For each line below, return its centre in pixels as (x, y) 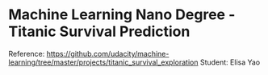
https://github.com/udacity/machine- (108, 53)
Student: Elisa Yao (230, 62)
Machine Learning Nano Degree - (122, 15)
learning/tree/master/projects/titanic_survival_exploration (103, 62)
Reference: (27, 53)
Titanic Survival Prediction (99, 32)
